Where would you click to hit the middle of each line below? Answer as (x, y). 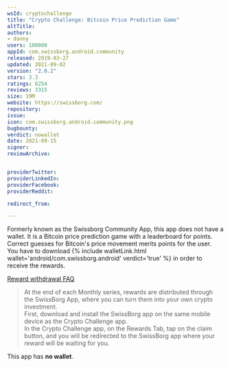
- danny (18, 39)
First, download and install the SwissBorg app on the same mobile (117, 314)
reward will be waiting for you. (67, 343)
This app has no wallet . (41, 357)
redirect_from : (29, 204)
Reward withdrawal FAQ (41, 279)
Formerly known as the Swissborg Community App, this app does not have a (115, 229)
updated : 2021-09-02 (37, 64)
